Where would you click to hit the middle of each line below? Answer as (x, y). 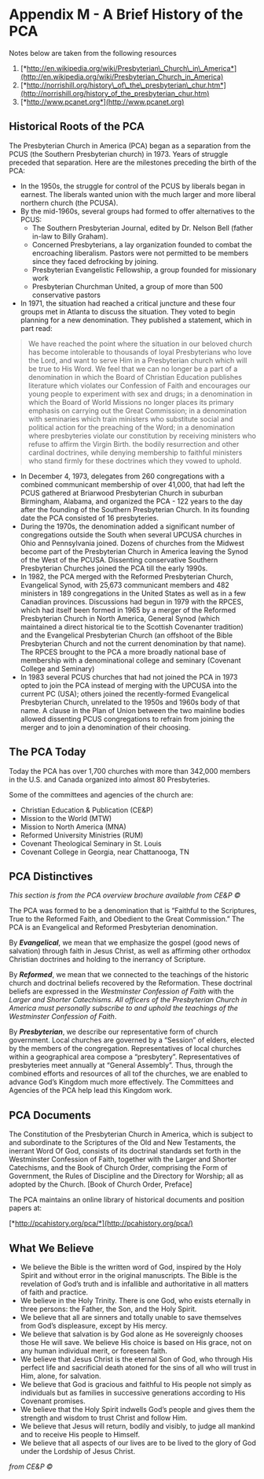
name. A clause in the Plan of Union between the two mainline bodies (133, 710)
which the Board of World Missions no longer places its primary (131, 402)
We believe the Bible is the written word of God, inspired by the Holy (131, 1267)
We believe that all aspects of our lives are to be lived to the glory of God (138, 1443)
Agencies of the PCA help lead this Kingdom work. (91, 1091)
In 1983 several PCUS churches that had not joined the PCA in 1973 (129, 677)
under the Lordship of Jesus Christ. (78, 1451)
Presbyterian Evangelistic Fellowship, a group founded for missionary (144, 269)
